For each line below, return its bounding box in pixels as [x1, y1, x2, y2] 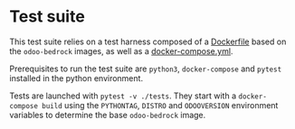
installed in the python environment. [9, 72, 143, 83]
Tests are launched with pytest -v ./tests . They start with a [9, 90, 237, 101]
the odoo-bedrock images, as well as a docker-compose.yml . [9, 45, 233, 56]
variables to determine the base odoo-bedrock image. [9, 109, 206, 120]
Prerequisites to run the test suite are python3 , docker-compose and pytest [9, 63, 282, 74]
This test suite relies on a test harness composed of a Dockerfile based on [9, 36, 287, 47]
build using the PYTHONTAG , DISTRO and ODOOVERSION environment [42, 99, 279, 110]
